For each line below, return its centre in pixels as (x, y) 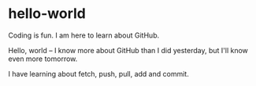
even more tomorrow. (43, 59)
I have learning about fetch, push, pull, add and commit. (98, 73)
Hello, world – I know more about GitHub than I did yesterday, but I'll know (128, 50)
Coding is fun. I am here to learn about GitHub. (84, 35)
